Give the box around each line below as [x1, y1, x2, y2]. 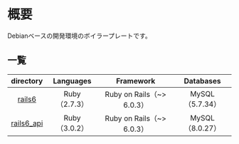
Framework [116, 76, 156, 86]
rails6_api [11, 118, 43, 128]
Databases [184, 76, 221, 86]
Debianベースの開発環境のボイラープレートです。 [7, 31, 152, 40]
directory [11, 76, 43, 86]
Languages [53, 76, 92, 86]
